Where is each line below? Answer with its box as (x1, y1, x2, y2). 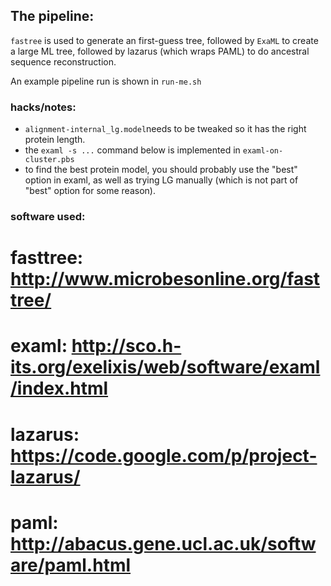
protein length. (24, 134, 86, 146)
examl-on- (242, 146, 284, 156)
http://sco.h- (71, 335, 182, 358)
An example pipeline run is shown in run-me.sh (10, 75, 202, 87)
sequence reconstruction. (10, 55, 117, 68)
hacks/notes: (10, 100, 77, 114)
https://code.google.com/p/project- (10, 444, 318, 467)
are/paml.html (10, 554, 132, 576)
